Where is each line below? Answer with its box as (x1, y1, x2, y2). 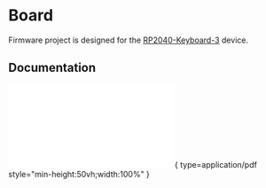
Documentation (8, 60, 97, 75)
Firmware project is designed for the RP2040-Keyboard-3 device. (8, 35, 249, 45)
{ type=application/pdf (175, 159, 258, 169)
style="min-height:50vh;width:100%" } (8, 168, 150, 179)
